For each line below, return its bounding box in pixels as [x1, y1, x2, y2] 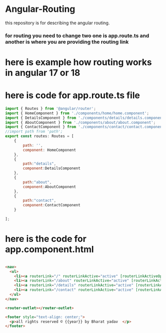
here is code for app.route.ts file [5, 90, 140, 101]
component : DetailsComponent [23, 166, 81, 171]
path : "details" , [23, 161, 56, 166]
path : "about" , [23, 180, 52, 185]
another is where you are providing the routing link [5, 38, 129, 45]
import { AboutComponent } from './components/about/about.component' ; [5, 120, 156, 125]
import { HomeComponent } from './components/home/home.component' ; [5, 110, 149, 116]
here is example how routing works [5, 57, 152, 68]
